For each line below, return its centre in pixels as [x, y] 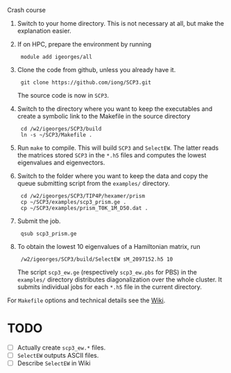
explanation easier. [44, 31]
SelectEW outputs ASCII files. [58, 355]
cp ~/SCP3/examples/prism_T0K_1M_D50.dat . [84, 208]
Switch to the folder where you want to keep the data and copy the [112, 176]
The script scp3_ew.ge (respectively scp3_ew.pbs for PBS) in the [107, 272]
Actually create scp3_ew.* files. [61, 347]
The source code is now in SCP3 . [63, 95]
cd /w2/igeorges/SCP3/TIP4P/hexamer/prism [83, 196]
